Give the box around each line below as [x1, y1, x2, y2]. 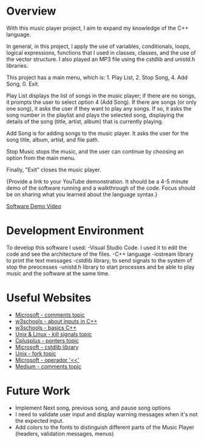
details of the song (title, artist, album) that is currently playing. [6, 117, 164, 125]
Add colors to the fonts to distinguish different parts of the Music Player [15, 424, 194, 431]
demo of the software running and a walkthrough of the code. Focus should [6, 184, 195, 191]
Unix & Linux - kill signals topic [15, 330, 92, 338]
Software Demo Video [6, 202, 62, 210]
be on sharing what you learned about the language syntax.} [6, 190, 158, 198]
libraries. [6, 62, 29, 69]
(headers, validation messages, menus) [15, 430, 114, 437]
